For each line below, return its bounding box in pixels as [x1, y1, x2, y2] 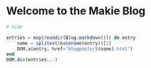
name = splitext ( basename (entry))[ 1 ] [17, 40, 112, 46]
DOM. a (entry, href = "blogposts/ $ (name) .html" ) [17, 46, 134, 52]
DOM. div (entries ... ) [6, 57, 58, 63]
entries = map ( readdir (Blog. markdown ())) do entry [6, 35, 136, 41]
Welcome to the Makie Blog [6, 4, 146, 18]
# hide [6, 24, 23, 30]
